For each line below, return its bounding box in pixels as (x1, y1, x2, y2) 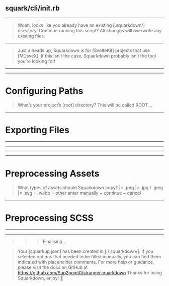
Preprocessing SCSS (5, 212, 94, 223)
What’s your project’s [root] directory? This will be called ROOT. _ (17, 102, 152, 108)
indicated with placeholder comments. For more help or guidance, (17, 259, 154, 265)
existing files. (17, 33, 45, 39)
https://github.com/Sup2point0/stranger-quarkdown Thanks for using (17, 269, 162, 275)
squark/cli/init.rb (5, 4, 60, 13)
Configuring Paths (5, 85, 83, 96)
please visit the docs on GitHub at (17, 264, 88, 270)
